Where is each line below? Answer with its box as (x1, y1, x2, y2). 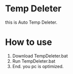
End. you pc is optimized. (12, 63, 64, 69)
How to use (5, 37, 52, 48)
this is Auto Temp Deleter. (5, 19, 58, 25)
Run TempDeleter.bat (12, 58, 56, 64)
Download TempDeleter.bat (12, 53, 68, 59)
